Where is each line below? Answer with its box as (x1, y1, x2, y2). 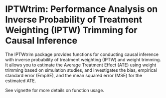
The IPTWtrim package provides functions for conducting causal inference (5, 51, 159, 57)
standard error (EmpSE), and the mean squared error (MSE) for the (5, 72, 143, 78)
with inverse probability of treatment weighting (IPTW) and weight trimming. (5, 56, 161, 62)
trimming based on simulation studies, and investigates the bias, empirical (5, 67, 157, 73)
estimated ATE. (5, 78, 36, 84)
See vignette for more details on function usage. (5, 87, 105, 93)
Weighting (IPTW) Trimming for (5, 25, 138, 36)
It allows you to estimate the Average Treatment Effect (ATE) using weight (5, 62, 157, 68)
